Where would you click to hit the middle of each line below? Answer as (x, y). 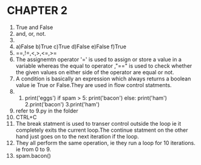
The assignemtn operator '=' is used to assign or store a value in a (98, 59)
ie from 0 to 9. (33, 149)
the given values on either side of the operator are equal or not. (95, 72)
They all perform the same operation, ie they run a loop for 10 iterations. (106, 143)
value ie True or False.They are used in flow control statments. (94, 85)
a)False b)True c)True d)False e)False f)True (71, 47)
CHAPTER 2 (37, 11)
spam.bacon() (33, 155)
